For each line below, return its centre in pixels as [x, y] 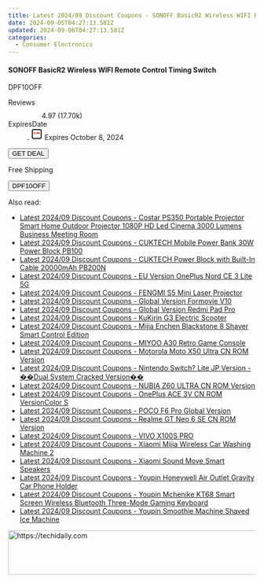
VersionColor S [44, 403]
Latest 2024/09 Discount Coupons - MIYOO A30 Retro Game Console [132, 343]
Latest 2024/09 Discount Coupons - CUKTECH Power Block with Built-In [137, 260]
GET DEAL [28, 154]
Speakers [35, 470]
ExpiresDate [28, 124]
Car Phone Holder [49, 486]
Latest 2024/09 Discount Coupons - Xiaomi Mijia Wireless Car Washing [135, 445]
